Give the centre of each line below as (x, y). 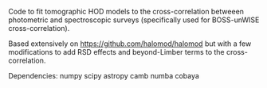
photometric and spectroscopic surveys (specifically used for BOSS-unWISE (134, 20)
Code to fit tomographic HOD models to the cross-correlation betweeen (126, 11)
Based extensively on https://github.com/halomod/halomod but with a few (130, 44)
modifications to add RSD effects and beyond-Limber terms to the (116, 52)
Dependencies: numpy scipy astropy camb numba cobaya (104, 76)
